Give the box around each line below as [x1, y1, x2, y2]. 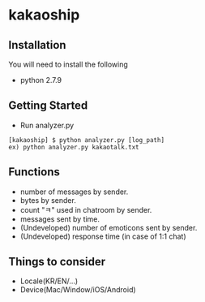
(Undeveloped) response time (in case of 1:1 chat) [19, 231, 186, 241]
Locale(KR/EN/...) [19, 276, 79, 286]
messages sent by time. [19, 214, 100, 224]
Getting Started [8, 99, 88, 113]
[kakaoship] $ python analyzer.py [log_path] [8, 136, 164, 144]
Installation [8, 38, 66, 52]
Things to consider [8, 255, 106, 269]
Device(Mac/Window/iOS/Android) [19, 285, 136, 295]
